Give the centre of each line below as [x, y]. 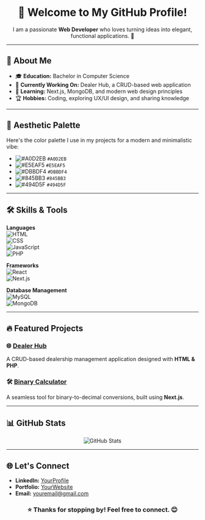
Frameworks [23, 266]
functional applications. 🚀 [103, 35]
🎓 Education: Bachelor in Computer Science [72, 76]
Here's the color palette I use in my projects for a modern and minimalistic [99, 140]
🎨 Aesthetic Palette [43, 126]
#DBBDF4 [57, 172]
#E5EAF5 [56, 165]
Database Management [37, 290]
